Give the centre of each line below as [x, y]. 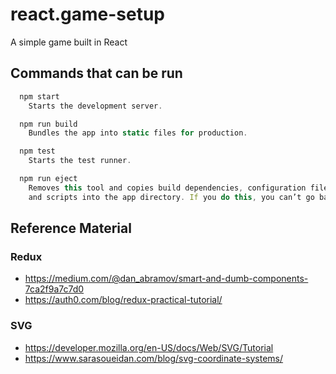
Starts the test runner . [80, 161]
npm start [39, 96]
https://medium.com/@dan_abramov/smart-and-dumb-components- [166, 279]
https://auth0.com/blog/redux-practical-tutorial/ [123, 300]
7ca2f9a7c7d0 [54, 289]
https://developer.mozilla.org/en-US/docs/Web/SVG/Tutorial [149, 347]
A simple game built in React [69, 42]
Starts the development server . [95, 106]
